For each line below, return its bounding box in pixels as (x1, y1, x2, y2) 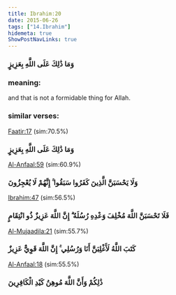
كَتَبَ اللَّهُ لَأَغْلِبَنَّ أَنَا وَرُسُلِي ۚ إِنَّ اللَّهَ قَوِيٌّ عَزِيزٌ (8, 244, 136, 254)
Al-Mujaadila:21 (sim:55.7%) (8, 227, 89, 235)
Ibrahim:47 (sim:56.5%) (8, 193, 76, 202)
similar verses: (8, 111, 59, 121)
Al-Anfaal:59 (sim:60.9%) (8, 160, 81, 168)
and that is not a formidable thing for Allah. (8, 93, 131, 102)
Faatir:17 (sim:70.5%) (8, 127, 68, 135)
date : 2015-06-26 (8, 17, 59, 24)
